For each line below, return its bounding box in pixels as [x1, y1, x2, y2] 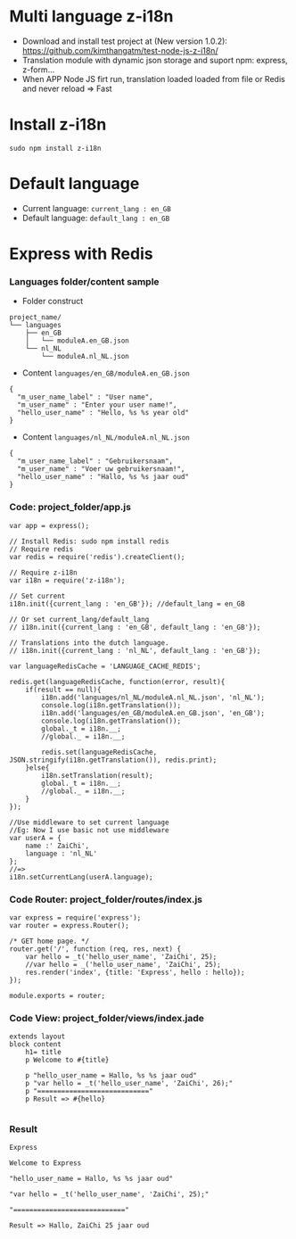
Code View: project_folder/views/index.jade [9, 1012, 205, 1024]
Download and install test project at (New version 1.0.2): [21, 36, 227, 46]
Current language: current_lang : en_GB [21, 202, 171, 213]
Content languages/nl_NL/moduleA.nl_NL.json [21, 432, 190, 442]
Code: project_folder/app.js [9, 501, 132, 514]
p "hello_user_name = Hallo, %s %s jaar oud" [25, 1071, 198, 1080]
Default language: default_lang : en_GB [21, 212, 170, 223]
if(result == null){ [25, 685, 102, 694]
